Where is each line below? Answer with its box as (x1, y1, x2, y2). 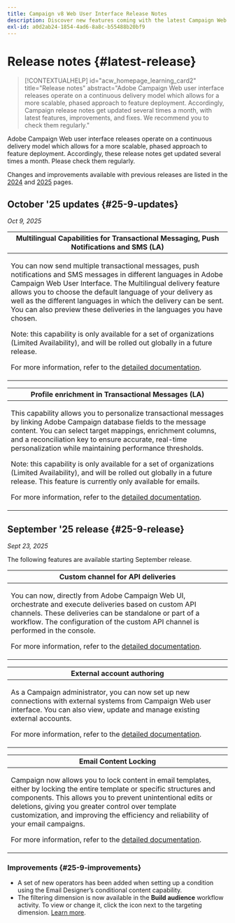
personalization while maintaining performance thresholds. (10, 444, 204, 453)
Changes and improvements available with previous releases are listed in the (7, 171, 228, 179)
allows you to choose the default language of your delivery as (10, 288, 213, 297)
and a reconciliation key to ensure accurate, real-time (10, 435, 187, 444)
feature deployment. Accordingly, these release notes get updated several (7, 150, 222, 158)
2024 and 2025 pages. (7, 178, 73, 186)
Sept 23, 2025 (7, 542, 49, 550)
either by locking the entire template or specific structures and (10, 784, 215, 794)
